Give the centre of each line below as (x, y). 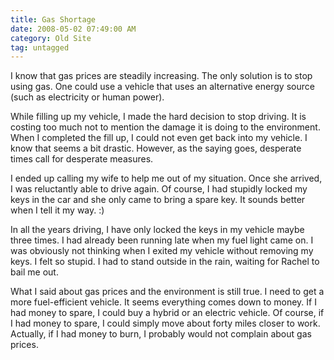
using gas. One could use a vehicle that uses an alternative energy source (162, 87)
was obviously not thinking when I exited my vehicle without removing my (162, 251)
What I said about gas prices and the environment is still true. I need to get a (167, 292)
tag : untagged (40, 47)
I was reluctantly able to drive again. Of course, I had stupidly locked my (159, 189)
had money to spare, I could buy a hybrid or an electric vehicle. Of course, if (167, 313)
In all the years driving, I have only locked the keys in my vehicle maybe (157, 230)
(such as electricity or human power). (87, 97)
